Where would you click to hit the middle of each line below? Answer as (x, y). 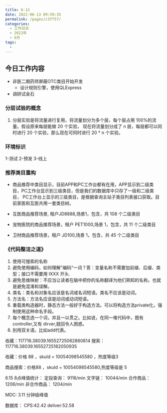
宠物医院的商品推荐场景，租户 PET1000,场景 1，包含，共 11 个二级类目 (84, 224)
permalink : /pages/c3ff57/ (33, 19)
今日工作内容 (25, 69)
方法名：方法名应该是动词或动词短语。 (52, 298)
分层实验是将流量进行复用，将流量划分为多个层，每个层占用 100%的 (82, 120)
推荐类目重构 (21, 172)
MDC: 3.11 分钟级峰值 (27, 394)
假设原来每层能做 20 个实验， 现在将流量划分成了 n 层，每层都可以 (89, 126)
